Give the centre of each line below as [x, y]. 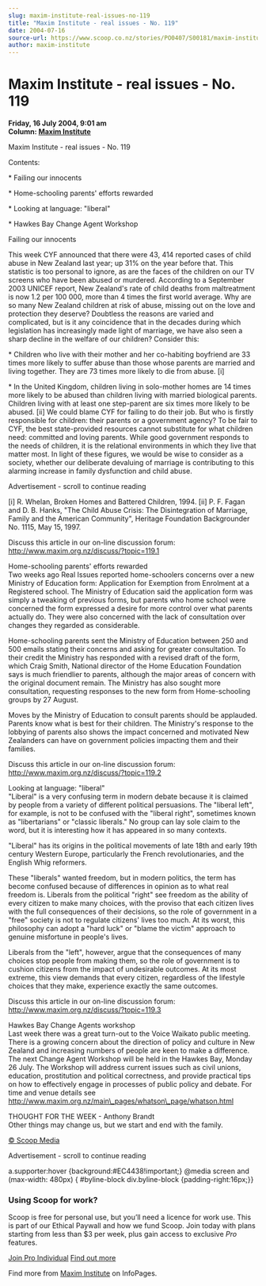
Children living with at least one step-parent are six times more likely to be [129, 404]
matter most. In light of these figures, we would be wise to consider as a [126, 454]
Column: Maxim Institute [49, 132]
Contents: [24, 163]
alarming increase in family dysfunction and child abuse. [100, 471]
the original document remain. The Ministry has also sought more [115, 683]
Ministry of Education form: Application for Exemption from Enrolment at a [129, 583]
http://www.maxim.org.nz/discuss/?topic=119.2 [85, 773]
